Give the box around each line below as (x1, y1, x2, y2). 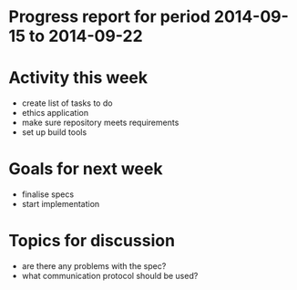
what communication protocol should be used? (21, 271, 199, 281)
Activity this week (8, 67, 148, 88)
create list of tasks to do (21, 98, 113, 109)
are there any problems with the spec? (21, 261, 167, 271)
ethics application (21, 108, 88, 119)
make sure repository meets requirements (21, 117, 179, 129)
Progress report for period (8, 6, 211, 27)
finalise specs (21, 189, 75, 200)
